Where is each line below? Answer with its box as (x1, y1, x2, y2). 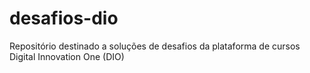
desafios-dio (9, 7, 119, 30)
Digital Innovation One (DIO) (9, 50, 125, 62)
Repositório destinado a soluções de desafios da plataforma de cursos (9, 40, 301, 52)
